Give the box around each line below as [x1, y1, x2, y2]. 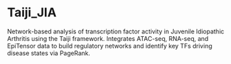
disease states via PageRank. [7, 49, 91, 57]
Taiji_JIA [7, 5, 57, 20]
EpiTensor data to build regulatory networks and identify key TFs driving [7, 42, 212, 50]
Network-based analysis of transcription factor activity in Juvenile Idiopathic [7, 27, 225, 35]
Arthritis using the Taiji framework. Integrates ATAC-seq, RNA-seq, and [7, 34, 209, 42]
